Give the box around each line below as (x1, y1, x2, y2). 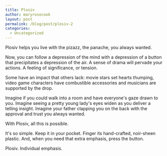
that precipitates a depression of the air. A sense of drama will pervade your (5, 60, 162, 65)
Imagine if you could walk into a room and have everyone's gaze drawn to (5, 95, 158, 101)
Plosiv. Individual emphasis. (5, 145, 63, 151)
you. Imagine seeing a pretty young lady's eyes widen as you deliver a (5, 100, 151, 106)
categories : (5, 26, 30, 31)
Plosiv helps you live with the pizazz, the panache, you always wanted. (5, 45, 152, 50)
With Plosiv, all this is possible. (5, 121, 69, 126)
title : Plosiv (5, 7, 35, 13)
